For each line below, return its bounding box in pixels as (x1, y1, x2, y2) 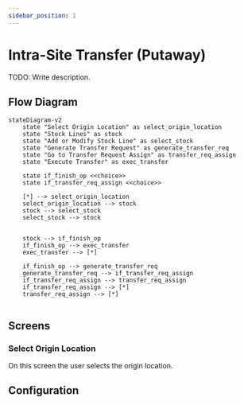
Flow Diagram (8, 95, 78, 108)
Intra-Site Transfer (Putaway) (8, 45, 207, 64)
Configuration (8, 384, 79, 398)
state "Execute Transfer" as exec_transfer (22, 158, 169, 166)
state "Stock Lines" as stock (22, 130, 123, 138)
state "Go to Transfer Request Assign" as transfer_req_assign (22, 151, 237, 159)
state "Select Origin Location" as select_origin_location (22, 123, 223, 131)
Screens (8, 319, 50, 333)
